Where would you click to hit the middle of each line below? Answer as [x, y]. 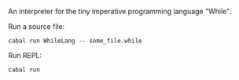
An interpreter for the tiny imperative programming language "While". [120, 11]
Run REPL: [25, 55]
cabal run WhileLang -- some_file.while [75, 41]
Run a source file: [37, 26]
